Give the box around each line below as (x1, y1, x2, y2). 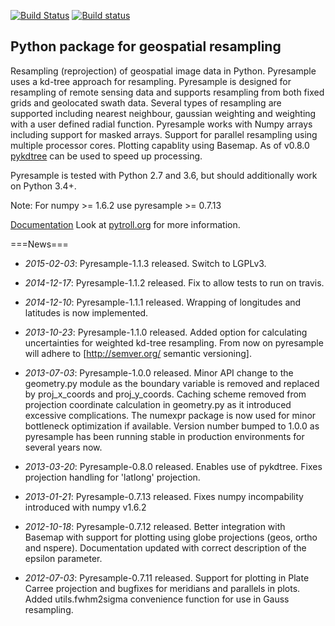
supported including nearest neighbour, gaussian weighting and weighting (10, 107, 317, 119)
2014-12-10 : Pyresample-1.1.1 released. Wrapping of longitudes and (24, 296, 302, 308)
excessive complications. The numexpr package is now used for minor (24, 409, 317, 421)
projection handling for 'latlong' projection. (24, 471, 201, 483)
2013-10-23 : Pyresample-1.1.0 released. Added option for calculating (24, 326, 308, 338)
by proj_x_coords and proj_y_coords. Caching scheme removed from (24, 388, 307, 400)
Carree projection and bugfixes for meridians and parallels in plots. (24, 582, 301, 594)
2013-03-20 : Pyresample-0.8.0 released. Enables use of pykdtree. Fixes (24, 460, 323, 472)
